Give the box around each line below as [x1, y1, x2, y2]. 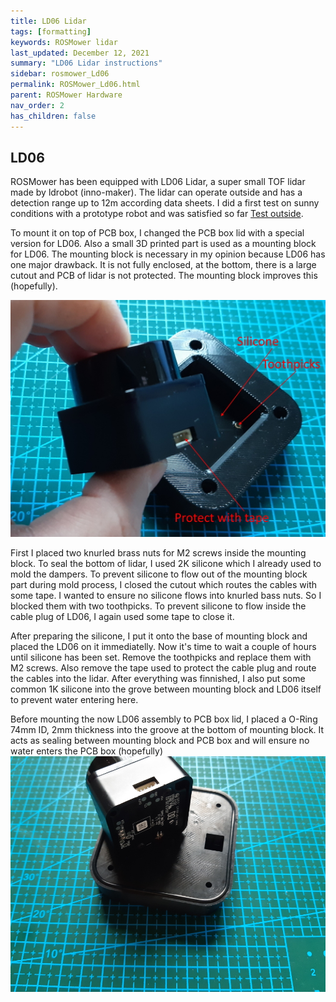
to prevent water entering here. [10, 693, 139, 705]
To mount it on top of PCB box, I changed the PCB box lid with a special [10, 227, 305, 239]
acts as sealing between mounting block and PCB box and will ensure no [10, 734, 310, 746]
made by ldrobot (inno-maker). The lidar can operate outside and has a [10, 186, 303, 199]
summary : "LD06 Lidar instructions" [10, 58, 163, 69]
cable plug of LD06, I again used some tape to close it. [10, 610, 235, 622]
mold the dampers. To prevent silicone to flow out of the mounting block [10, 568, 308, 580]
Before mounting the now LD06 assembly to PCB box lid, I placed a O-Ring [10, 713, 318, 725]
